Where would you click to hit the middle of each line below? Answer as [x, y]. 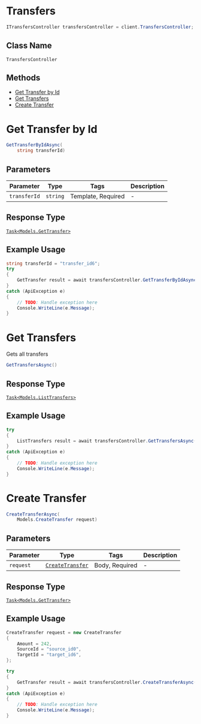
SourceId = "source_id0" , [49, 649]
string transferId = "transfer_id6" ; [53, 263]
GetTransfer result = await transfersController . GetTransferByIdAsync [107, 280]
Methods [23, 78]
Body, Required [116, 565]
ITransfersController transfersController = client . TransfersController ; [100, 27]
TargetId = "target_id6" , [49, 655]
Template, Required [97, 196]
